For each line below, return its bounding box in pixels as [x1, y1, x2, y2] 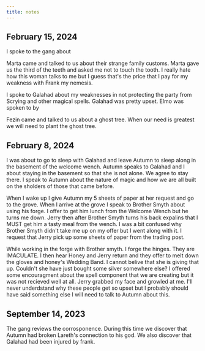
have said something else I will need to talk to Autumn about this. [6, 291, 170, 298]
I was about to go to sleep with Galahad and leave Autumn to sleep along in [6, 157, 196, 164]
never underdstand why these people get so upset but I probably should [6, 284, 188, 292]
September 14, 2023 [6, 309, 86, 319]
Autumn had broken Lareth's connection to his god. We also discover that [6, 331, 192, 339]
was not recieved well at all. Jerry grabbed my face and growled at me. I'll [6, 278, 193, 285]
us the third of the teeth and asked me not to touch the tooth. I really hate [6, 66, 191, 74]
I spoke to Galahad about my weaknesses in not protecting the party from [6, 91, 192, 99]
